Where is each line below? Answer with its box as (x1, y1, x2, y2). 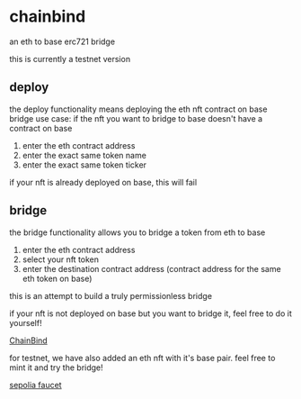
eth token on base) (22, 273, 93, 284)
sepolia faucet (9, 379, 62, 390)
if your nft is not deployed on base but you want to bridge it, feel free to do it (9, 308, 292, 319)
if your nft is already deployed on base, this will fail (9, 177, 198, 187)
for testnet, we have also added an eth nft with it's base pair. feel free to (9, 352, 276, 363)
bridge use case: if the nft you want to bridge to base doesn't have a (9, 113, 263, 123)
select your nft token (22, 254, 100, 265)
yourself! (9, 317, 42, 328)
